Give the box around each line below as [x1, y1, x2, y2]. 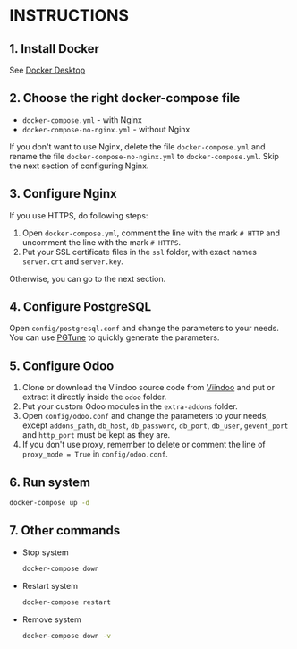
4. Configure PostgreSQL [9, 299, 152, 314]
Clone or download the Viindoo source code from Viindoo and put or [21, 382, 276, 393]
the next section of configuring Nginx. [9, 160, 149, 171]
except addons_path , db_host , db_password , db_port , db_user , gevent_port [21, 420, 289, 431]
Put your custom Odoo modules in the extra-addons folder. [21, 401, 239, 412]
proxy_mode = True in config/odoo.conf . [21, 448, 168, 459]
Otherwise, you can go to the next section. [9, 273, 166, 284]
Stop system [21, 547, 69, 558]
